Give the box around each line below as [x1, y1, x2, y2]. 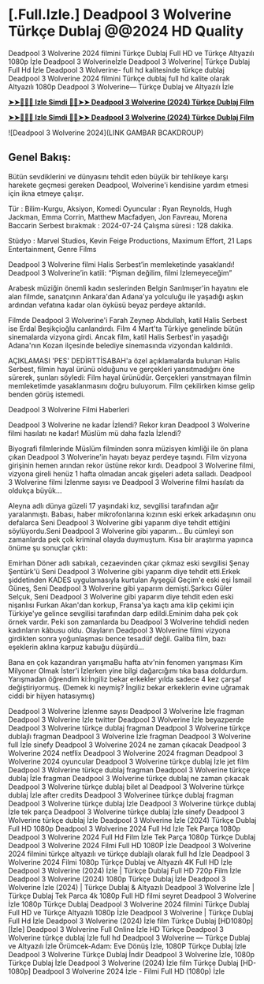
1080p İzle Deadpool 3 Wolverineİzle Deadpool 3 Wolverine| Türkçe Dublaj [8, 57, 251, 66]
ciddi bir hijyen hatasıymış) [8, 691, 95, 700]
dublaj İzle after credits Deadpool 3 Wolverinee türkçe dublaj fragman [8, 790, 234, 799]
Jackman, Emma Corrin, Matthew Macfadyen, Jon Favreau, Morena [8, 212, 228, 222]
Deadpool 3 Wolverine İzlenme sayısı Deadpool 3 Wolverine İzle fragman [8, 706, 244, 715]
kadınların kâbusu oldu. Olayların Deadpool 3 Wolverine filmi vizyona [8, 625, 231, 635]
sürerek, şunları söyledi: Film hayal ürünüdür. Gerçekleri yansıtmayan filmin [8, 373, 252, 382]
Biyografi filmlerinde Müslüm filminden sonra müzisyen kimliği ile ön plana [8, 444, 248, 453]
